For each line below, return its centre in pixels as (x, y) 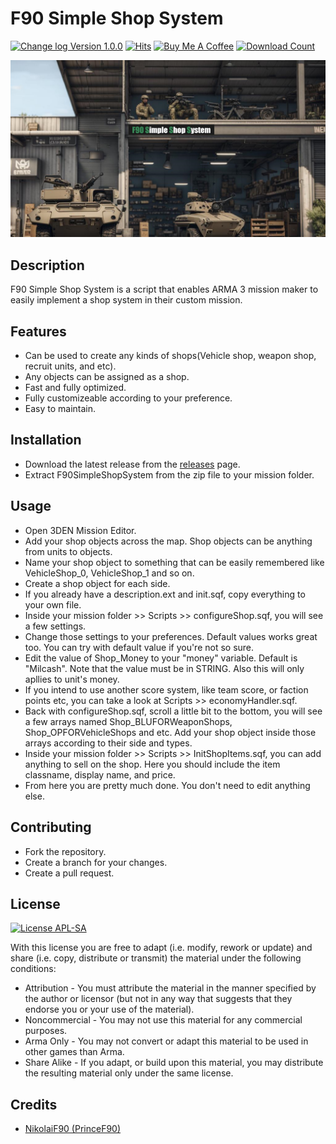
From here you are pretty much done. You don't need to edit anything (167, 785)
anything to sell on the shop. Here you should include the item (152, 764)
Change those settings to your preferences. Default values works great (171, 636)
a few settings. (55, 626)
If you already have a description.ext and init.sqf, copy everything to (165, 594)
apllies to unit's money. (72, 679)
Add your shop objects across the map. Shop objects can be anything (168, 541)
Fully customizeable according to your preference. (128, 398)
